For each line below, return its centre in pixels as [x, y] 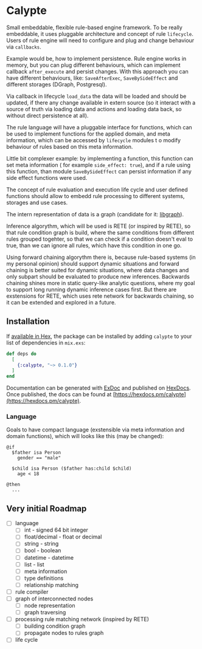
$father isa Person [37, 453]
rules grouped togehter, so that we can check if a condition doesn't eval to [100, 239]
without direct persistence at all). [47, 115]
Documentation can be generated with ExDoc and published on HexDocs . [99, 388]
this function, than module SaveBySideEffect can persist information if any [99, 171]
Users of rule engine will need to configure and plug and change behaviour [100, 40]
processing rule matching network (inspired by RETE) [82, 619]
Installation [28, 322]
